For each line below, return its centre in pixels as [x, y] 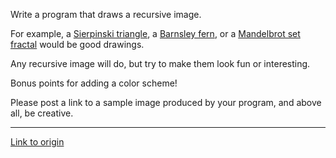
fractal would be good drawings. [77, 44]
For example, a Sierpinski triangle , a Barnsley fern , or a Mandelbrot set [155, 33]
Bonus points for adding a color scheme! [94, 83]
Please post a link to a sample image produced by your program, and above [166, 102]
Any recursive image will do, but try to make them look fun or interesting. [160, 63]
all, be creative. [42, 113]
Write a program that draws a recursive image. [106, 14]
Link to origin [37, 142]
